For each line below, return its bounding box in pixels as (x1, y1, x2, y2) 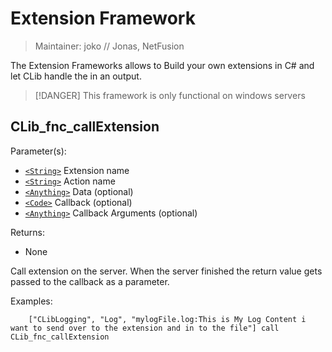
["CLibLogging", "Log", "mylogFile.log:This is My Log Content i (28, 314, 307, 324)
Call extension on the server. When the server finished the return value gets (10, 265, 323, 277)
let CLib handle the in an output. (10, 70, 142, 82)
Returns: (10, 226, 46, 238)
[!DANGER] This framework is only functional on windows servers (34, 89, 306, 101)
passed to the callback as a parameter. (10, 275, 170, 287)
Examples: (10, 295, 53, 307)
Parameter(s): (10, 145, 67, 157)
